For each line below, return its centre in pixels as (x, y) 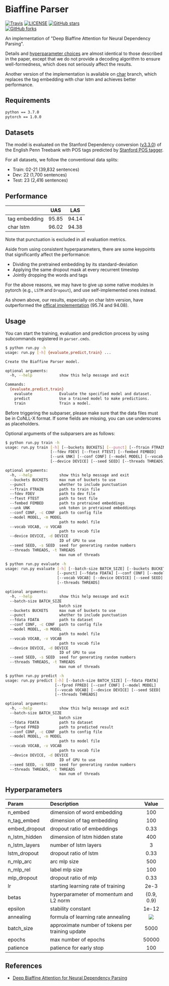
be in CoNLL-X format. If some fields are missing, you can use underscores (83, 418)
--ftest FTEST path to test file (54, 499)
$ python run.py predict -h (35, 676)
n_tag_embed (24, 821)
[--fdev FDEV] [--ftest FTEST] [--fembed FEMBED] (103, 452)
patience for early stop (77, 948)
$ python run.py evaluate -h (36, 564)
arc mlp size (64, 861)
